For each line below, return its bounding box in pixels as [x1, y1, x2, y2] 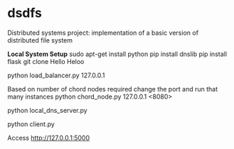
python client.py [7, 119, 55, 128]
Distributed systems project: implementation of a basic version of [7, 28, 199, 37]
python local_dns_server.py [7, 106, 87, 114]
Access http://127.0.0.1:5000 [7, 133, 90, 142]
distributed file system [7, 35, 73, 44]
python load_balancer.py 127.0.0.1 [7, 71, 105, 79]
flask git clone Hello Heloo [7, 57, 85, 65]
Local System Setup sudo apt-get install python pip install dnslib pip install [7, 50, 228, 58]
